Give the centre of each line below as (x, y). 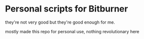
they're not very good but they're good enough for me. (60, 22)
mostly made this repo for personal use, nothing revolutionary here (72, 31)
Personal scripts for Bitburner (67, 9)
